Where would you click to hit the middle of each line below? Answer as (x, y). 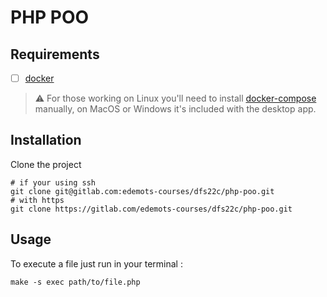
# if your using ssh (53, 182)
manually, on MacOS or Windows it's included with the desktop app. (175, 109)
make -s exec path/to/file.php (75, 282)
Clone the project (46, 164)
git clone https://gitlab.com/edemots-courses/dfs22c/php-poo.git (151, 209)
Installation (46, 140)
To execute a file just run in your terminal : (96, 263)
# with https (37, 200)
